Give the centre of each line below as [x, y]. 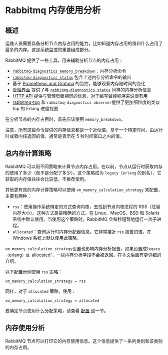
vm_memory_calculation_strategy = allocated [52, 301]
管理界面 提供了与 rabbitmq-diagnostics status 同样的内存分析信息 [82, 90]
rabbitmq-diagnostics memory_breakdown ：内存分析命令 [69, 71]
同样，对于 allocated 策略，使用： [41, 291]
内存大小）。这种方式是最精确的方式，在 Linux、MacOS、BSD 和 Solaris [86, 213]
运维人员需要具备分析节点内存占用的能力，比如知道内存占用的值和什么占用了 [84, 43]
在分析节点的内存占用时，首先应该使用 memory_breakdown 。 [65, 119]
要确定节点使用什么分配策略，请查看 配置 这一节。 [57, 310]
